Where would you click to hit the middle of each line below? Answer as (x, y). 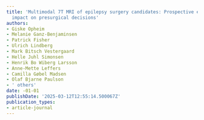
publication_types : (31, 102)
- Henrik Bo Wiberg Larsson (42, 62)
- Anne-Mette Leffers (34, 68)
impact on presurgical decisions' (55, 18)
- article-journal (29, 108)
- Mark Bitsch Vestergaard (40, 52)
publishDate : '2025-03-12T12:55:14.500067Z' (63, 96)
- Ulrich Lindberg (29, 46)
